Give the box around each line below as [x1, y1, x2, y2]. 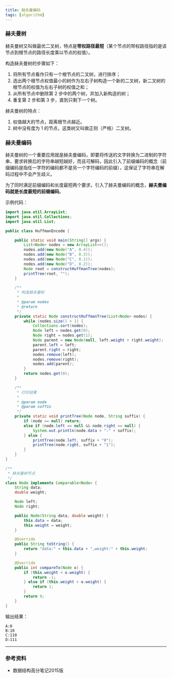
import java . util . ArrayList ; [5, 210, 68, 215]
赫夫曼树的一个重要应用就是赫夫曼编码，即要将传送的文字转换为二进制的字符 [5, 152, 167, 158]
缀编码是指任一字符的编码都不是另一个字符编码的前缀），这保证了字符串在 [5, 165, 160, 171]
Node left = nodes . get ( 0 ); [32, 328, 91, 333]
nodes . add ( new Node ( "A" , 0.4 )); [24, 247, 93, 252]
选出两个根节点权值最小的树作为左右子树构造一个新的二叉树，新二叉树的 [12, 78, 165, 84]
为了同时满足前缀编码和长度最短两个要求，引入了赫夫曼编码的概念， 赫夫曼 [5, 182, 162, 188]
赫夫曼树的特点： [5, 107, 41, 114]
